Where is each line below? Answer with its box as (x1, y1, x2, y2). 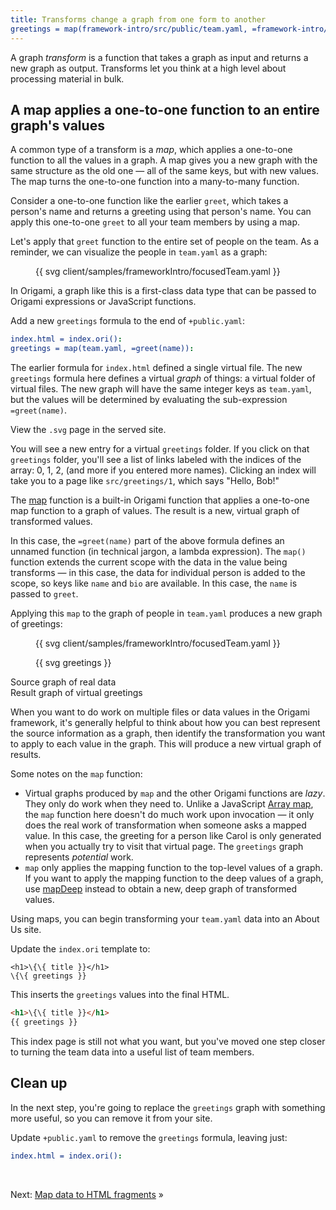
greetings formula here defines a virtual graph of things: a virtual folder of (10, 372, 316, 385)
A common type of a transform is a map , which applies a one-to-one (10, 144, 293, 156)
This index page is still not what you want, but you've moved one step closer (10, 1035, 326, 1047)
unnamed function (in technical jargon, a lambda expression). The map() (10, 546, 307, 558)
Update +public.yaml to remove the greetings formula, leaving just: (10, 1131, 288, 1143)
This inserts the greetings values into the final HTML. (10, 989, 230, 1001)
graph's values (10, 117, 105, 134)
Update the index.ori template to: (10, 943, 151, 955)
